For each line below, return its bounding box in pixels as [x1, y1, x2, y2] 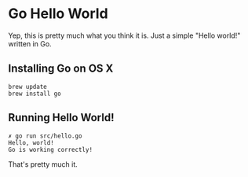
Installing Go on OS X [8, 62, 114, 76]
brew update [8, 83, 47, 90]
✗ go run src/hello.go [8, 131, 82, 140]
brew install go [8, 90, 61, 98]
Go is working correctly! [8, 146, 93, 153]
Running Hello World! [8, 111, 115, 124]
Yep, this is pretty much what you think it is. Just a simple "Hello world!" [8, 31, 241, 40]
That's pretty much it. [8, 159, 78, 169]
